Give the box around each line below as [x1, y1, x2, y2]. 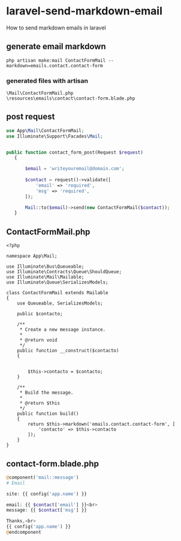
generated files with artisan [6, 76, 89, 85]
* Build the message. [19, 390, 74, 396]
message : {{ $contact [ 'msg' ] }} [6, 507, 87, 513]
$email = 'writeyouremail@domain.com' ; [25, 166, 125, 172]
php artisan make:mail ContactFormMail [6, 57, 106, 64]
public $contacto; [17, 311, 63, 317]
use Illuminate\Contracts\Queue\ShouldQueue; [6, 269, 122, 275]
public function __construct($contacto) [17, 348, 119, 354]
